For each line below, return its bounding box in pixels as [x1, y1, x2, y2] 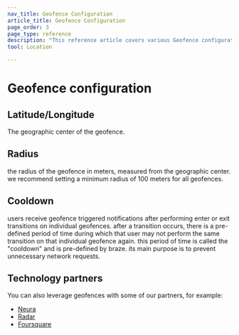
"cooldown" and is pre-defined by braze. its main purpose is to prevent [7, 244, 216, 252]
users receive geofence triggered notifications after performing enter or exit [7, 214, 230, 223]
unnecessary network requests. [7, 252, 101, 260]
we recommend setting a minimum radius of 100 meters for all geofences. [7, 174, 224, 183]
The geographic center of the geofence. [7, 127, 125, 136]
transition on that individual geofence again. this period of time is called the [7, 236, 228, 245]
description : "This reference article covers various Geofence [7, 37, 199, 44]
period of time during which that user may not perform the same [31, 229, 221, 238]
